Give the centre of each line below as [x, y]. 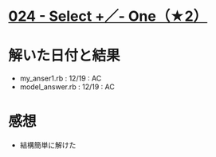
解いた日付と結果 [65, 56]
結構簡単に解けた [48, 145]
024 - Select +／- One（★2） [108, 16]
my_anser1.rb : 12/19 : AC [61, 78]
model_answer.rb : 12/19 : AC [67, 87]
